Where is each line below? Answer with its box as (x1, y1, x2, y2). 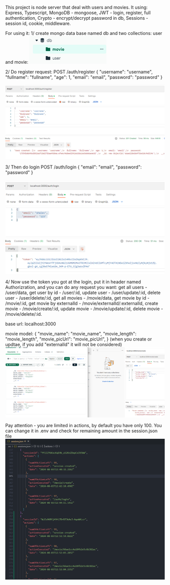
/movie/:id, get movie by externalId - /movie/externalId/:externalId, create (5, 301, 158, 307)
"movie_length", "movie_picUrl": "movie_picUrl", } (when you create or (5, 336, 152, 342)
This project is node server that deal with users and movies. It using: (5, 5, 148, 10)
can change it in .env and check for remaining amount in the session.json (5, 428, 158, 434)
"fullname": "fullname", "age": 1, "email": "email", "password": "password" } (5, 74, 163, 80)
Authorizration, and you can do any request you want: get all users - (5, 284, 148, 290)
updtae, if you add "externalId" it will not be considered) (5, 342, 122, 348)
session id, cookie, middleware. (5, 20, 71, 26)
